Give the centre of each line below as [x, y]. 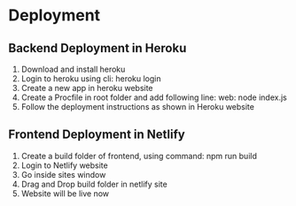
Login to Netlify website [64, 165]
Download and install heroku [73, 69]
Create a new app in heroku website [87, 88]
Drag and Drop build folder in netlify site [94, 184]
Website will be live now [65, 193]
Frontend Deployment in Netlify [97, 135]
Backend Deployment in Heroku [97, 48]
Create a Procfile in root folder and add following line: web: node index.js [154, 97]
